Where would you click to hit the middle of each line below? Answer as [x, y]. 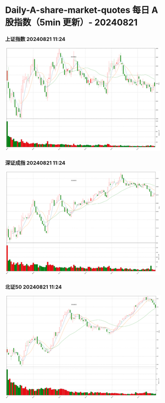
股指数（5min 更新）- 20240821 [71, 22]
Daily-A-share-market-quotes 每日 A [82, 10]
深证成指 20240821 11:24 [35, 163]
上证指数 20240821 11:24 [35, 39]
